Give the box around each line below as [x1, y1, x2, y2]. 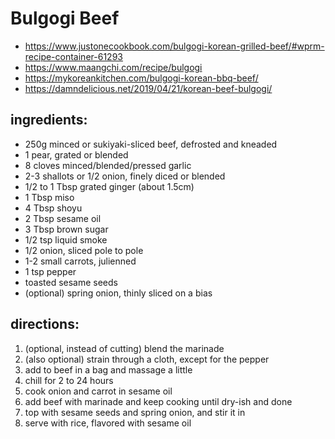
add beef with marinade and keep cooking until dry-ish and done [24, 395, 293, 407]
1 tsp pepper [24, 265, 77, 277]
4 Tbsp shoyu [24, 202, 83, 214]
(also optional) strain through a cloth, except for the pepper [24, 353, 270, 365]
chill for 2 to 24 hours [24, 374, 114, 386]
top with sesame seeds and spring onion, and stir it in [24, 406, 246, 418]
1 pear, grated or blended [24, 148, 129, 161]
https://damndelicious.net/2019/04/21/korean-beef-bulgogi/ [24, 82, 273, 94]
